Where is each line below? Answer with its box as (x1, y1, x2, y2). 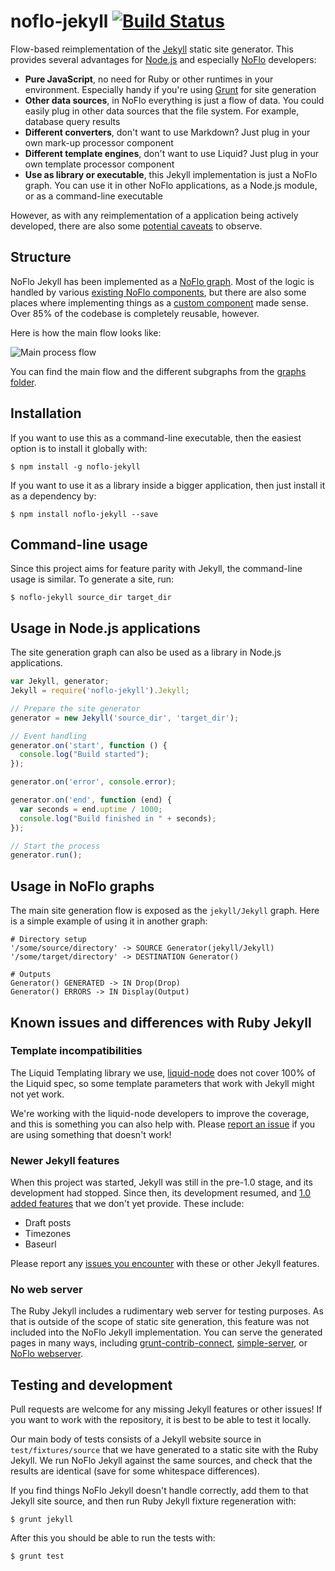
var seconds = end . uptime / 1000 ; (19, 804, 163, 814)
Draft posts (24, 1217, 72, 1229)
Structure (10, 249, 72, 266)
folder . (10, 376, 37, 388)
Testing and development (10, 1376, 173, 1394)
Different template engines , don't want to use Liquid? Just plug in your (24, 147, 320, 159)
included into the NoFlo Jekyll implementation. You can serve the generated (10, 1326, 323, 1339)
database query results (24, 115, 121, 127)
